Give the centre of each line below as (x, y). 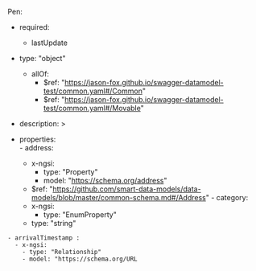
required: (34, 27)
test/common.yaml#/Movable (92, 108)
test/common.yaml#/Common (93, 91)
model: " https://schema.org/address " (105, 181)
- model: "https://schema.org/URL (80, 259)
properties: (37, 139)
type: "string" (54, 223)
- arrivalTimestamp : (44, 238)
